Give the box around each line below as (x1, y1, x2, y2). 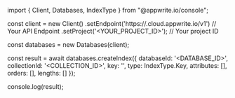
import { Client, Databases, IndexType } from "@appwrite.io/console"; (7, 6, 209, 14)
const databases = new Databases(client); (7, 41, 130, 48)
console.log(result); (7, 83, 64, 90)
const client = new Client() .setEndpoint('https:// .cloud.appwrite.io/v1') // (7, 20, 217, 27)
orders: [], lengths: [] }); (7, 69, 76, 77)
